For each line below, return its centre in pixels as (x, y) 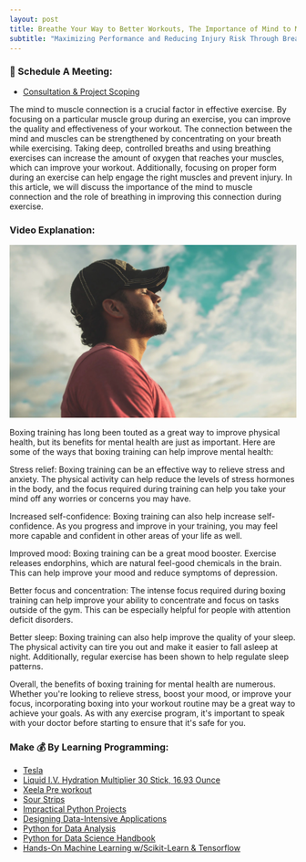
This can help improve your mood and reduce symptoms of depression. (143, 573)
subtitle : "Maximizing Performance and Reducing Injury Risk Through (144, 38)
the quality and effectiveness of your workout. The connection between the (151, 129)
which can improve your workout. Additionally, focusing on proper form (143, 167)
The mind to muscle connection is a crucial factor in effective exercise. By (148, 109)
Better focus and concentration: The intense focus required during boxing (148, 590)
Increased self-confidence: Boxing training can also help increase (133, 516)
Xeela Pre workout (57, 789)
